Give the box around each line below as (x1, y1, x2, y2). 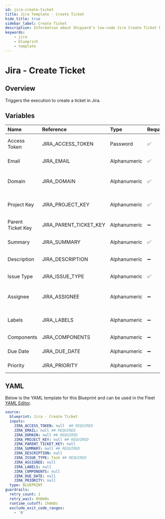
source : (5, 410, 21, 415)
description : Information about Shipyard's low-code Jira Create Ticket (5, 26, 157, 30)
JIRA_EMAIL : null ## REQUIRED (14, 428, 76, 433)
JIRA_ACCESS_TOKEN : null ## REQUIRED (14, 423, 93, 428)
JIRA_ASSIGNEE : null (14, 460, 56, 464)
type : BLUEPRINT (9, 483, 43, 488)
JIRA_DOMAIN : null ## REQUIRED (14, 433, 78, 437)
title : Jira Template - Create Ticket (5, 12, 84, 17)
